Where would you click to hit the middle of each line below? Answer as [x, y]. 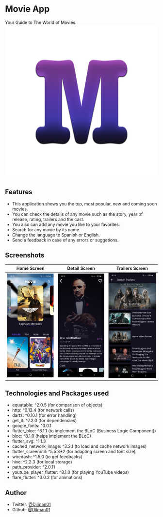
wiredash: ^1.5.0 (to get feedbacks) [47, 457]
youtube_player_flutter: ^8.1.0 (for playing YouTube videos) [71, 472]
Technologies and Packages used [57, 393]
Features [19, 192]
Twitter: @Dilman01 [31, 504]
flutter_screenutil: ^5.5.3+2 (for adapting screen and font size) [74, 452]
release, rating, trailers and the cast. [48, 219]
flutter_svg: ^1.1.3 [29, 441]
